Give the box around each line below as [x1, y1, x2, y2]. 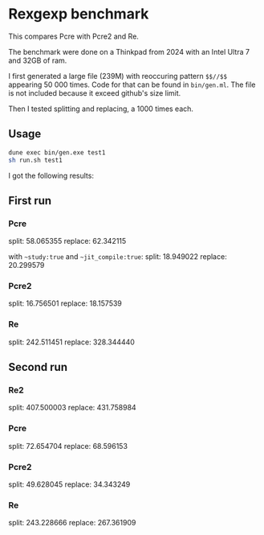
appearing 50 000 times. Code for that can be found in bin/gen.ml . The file [8, 80, 256, 89]
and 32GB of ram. [8, 56, 67, 65]
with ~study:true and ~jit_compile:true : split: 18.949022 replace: [8, 252, 227, 261]
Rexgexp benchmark [8, 5, 149, 23]
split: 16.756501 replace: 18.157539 [8, 298, 123, 308]
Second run [8, 360, 68, 374]
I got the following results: [8, 171, 95, 180]
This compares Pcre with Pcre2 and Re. [8, 31, 139, 41]
